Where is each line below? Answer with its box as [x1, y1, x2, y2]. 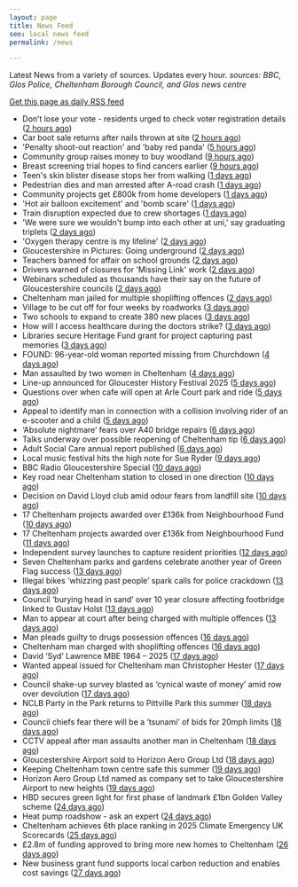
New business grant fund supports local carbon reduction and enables [21, 858, 281, 869]
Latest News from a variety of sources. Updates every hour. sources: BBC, [9, 70, 282, 81]
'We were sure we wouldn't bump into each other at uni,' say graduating [21, 217, 286, 228]
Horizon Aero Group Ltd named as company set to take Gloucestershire [21, 773, 284, 784]
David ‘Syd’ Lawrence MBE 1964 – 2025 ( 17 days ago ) [21, 651, 219, 662]
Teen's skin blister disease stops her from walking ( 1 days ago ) [21, 170, 253, 181]
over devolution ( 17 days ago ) [21, 688, 130, 699]
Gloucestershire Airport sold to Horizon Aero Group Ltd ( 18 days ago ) [21, 755, 275, 765]
